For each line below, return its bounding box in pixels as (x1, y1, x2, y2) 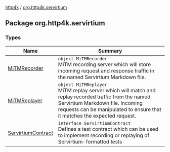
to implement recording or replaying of (58, 132, 150, 139)
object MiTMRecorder (58, 56, 108, 61)
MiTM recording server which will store (58, 61, 151, 68)
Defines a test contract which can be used (58, 125, 158, 132)
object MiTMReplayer (58, 82, 108, 88)
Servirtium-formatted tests (58, 138, 122, 145)
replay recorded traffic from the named (58, 93, 151, 100)
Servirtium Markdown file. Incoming (58, 99, 143, 106)
